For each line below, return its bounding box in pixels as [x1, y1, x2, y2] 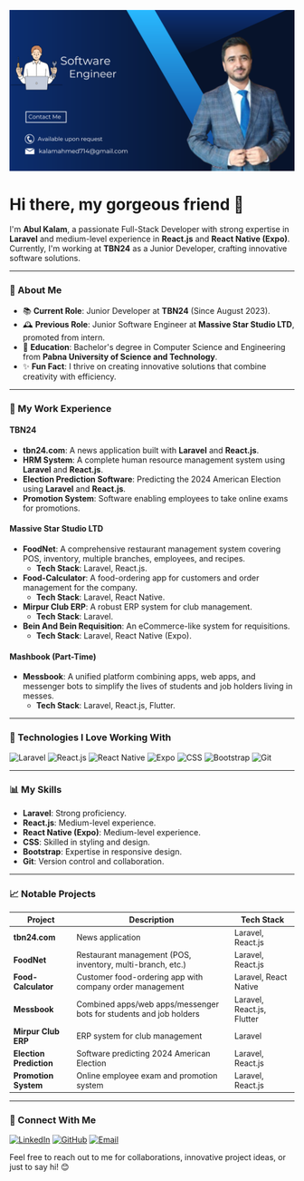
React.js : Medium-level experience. [22, 817, 157, 828]
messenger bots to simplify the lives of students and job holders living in [22, 681, 293, 692]
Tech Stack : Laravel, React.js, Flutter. [35, 700, 176, 711]
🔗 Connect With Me [9, 1113, 97, 1126]
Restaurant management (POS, [76, 950, 192, 961]
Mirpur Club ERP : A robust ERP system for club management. [22, 601, 253, 612]
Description [128, 913, 175, 925]
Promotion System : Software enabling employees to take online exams [22, 493, 289, 503]
